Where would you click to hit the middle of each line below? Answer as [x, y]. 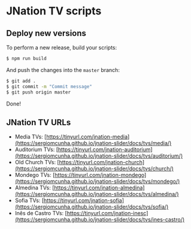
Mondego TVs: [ [35, 175]
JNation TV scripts [54, 11]
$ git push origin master [38, 92]
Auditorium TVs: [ [37, 150]
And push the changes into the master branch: [63, 70]
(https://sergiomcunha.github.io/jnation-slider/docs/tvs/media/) [93, 143]
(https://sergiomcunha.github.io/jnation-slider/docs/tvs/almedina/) [97, 194]
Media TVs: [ [31, 137]
